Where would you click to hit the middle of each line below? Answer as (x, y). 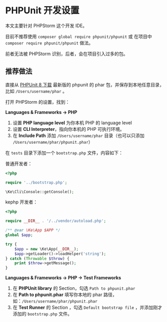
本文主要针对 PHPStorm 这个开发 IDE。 (46, 26)
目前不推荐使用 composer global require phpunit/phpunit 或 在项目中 (79, 36)
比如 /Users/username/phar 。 (36, 91)
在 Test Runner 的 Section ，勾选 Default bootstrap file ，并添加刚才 (87, 308)
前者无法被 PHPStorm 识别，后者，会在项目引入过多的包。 (67, 54)
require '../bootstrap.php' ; (36, 182)
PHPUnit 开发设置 (42, 10)
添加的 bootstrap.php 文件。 (42, 314)
